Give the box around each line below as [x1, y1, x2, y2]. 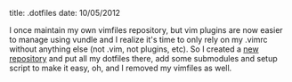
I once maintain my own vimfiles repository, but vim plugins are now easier [9, 25, 283, 35]
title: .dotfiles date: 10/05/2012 [9, 8, 121, 18]
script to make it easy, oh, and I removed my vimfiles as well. [9, 62, 232, 73]
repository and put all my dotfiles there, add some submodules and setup [9, 53, 278, 63]
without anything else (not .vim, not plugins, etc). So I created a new [9, 44, 260, 54]
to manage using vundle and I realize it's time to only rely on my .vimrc [9, 35, 269, 45]
